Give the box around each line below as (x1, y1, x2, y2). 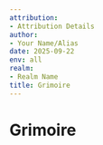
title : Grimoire (9, 81, 70, 90)
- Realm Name (9, 72, 59, 82)
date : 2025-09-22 (9, 47, 75, 56)
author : (9, 30, 39, 39)
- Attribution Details (9, 22, 95, 31)
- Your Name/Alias (9, 38, 79, 48)
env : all (9, 55, 42, 64)
